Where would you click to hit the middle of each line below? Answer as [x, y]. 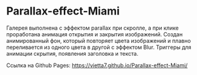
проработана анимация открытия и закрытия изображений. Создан [95, 34]
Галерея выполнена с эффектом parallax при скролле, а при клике [93, 28]
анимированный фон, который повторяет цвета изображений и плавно [99, 41]
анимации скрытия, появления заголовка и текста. [72, 53]
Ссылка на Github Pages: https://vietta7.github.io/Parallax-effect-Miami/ [97, 65]
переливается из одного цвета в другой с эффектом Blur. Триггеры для [99, 47]
